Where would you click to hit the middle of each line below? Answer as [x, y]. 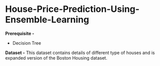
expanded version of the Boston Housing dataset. [56, 58]
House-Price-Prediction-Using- [72, 9]
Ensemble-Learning [47, 20]
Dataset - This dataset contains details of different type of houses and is [80, 53]
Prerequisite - [20, 33]
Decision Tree [27, 43]
